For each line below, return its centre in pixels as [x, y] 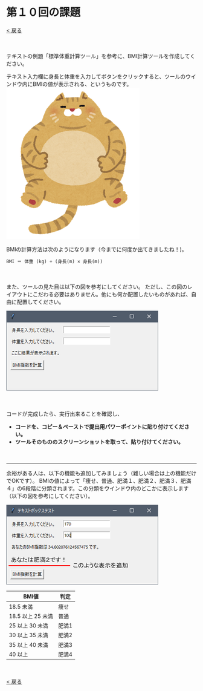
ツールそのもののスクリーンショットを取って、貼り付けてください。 [99, 442]
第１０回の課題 [43, 12]
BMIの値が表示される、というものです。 [82, 84]
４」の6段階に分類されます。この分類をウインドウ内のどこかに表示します [98, 488]
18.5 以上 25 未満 [31, 616]
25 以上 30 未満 [28, 626]
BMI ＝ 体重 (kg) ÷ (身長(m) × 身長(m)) [55, 261]
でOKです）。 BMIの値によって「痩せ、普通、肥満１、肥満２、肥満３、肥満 [99, 480]
